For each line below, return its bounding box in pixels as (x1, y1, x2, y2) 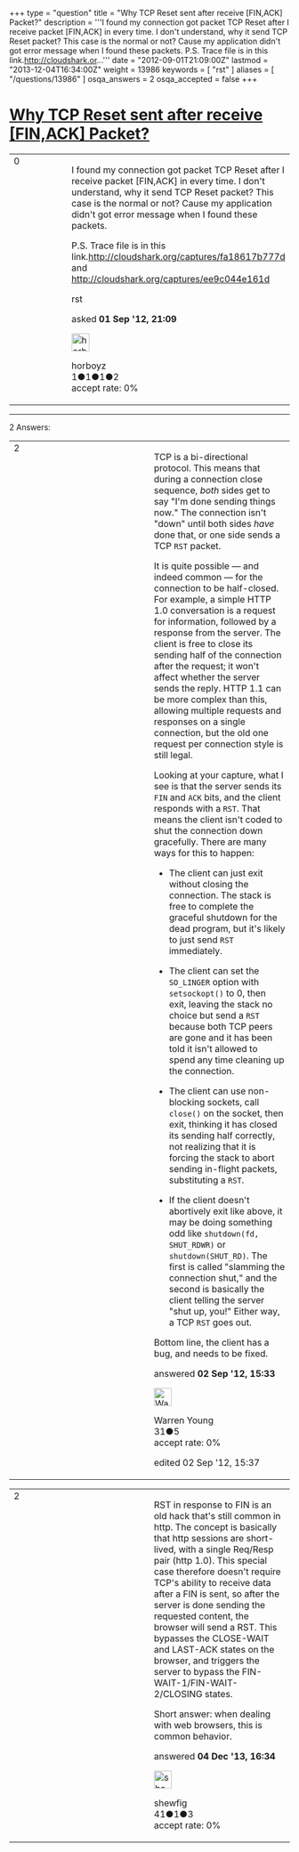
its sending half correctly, (168, 1129, 276, 1142)
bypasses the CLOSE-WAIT (154, 1632, 270, 1645)
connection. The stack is (168, 889, 271, 902)
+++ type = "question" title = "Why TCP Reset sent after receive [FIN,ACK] (9, 8, 283, 18)
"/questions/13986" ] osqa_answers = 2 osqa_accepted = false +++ (9, 74, 258, 84)
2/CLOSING (154, 1687, 203, 1700)
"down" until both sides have (154, 517, 275, 530)
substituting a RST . (168, 1174, 245, 1186)
